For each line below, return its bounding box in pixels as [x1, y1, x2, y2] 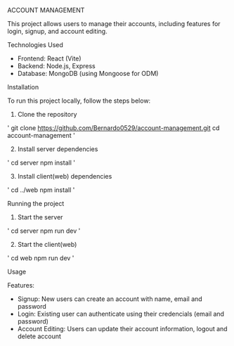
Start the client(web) [17, 241, 77, 248]
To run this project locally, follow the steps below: [7, 96, 151, 105]
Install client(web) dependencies [17, 172, 112, 180]
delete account [17, 332, 62, 340]
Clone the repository [17, 110, 77, 118]
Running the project [7, 200, 65, 207]
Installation [7, 83, 39, 91]
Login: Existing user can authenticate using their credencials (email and [17, 309, 225, 318]
